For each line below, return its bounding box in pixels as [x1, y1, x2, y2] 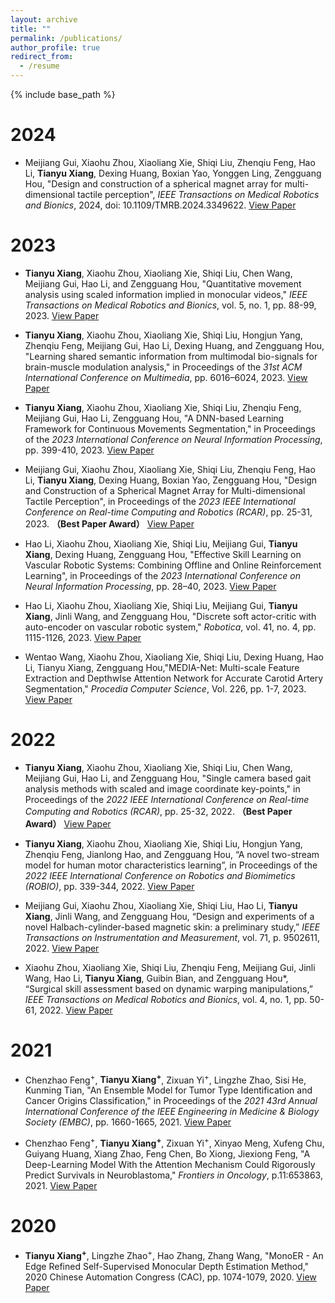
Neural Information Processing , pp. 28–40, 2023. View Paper [24, 580, 277, 592]
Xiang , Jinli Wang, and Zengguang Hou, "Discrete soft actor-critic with [24, 610, 317, 622]
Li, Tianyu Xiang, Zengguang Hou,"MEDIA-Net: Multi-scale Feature [24, 661, 300, 673]
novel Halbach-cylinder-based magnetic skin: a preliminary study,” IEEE [24, 921, 321, 933]
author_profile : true [10, 42, 101, 53]
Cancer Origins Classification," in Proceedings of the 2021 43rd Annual [24, 1095, 318, 1107]
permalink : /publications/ [10, 33, 123, 43]
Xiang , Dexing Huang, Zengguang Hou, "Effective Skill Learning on [24, 548, 302, 560]
